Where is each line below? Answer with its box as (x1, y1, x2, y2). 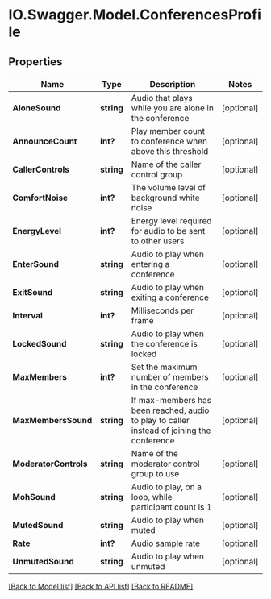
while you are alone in (131, 102, 214, 114)
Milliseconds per (131, 305, 194, 316)
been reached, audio (131, 405, 210, 416)
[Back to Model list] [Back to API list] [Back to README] (8, 582, 194, 591)
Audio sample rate (131, 538, 200, 549)
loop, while (131, 492, 173, 502)
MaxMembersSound (12, 415, 93, 426)
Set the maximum (131, 361, 198, 372)
